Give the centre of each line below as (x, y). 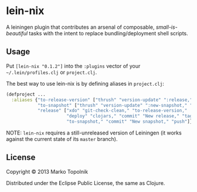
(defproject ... (26, 94)
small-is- (167, 27)
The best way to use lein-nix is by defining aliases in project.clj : (85, 83)
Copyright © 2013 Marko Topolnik (47, 171)
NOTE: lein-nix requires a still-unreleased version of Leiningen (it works (94, 133)
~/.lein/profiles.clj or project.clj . (52, 72)
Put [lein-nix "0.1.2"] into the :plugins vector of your (73, 66)
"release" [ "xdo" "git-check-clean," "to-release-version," (112, 111)
